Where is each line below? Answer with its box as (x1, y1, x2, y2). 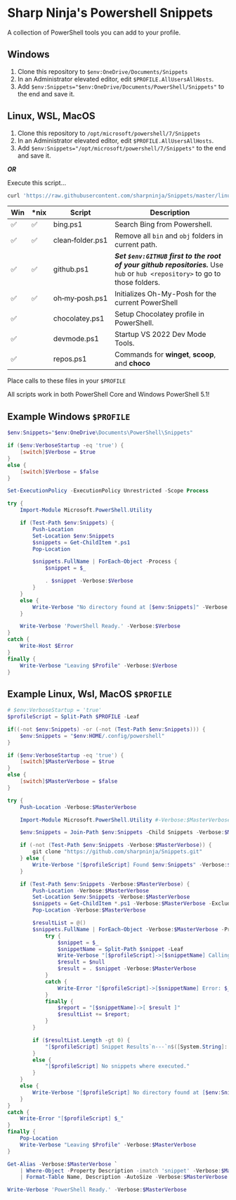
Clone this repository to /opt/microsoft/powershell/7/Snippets (17, 129, 201, 137)
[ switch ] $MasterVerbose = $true (20, 758, 114, 765)
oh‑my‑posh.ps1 (53, 293, 108, 303)
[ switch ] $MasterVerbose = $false (20, 778, 118, 785)
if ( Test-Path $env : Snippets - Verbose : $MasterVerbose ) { (20, 881, 190, 888)
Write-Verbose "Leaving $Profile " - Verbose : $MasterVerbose (20, 1141, 197, 1148)
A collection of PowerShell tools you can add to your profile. (7, 28, 181, 37)
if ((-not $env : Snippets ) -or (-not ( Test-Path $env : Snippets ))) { (7, 726, 206, 733)
